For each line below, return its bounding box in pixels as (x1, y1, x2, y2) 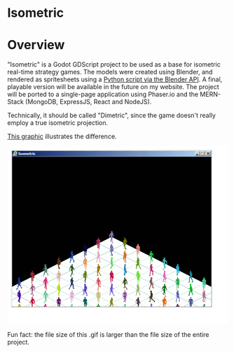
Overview (7, 37, 65, 53)
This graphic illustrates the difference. (7, 132, 117, 141)
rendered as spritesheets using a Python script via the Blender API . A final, (7, 75, 223, 84)
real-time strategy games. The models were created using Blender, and (7, 68, 213, 76)
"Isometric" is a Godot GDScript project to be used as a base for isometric (7, 60, 221, 69)
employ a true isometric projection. (7, 119, 109, 127)
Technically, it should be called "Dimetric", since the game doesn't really (7, 111, 216, 120)
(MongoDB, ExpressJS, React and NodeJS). (25, 98, 152, 106)
